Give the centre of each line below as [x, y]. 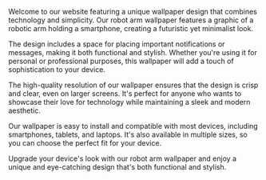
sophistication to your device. [57, 70]
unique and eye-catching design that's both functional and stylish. [117, 167]
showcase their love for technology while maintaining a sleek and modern [129, 102]
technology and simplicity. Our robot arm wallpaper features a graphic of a [131, 20]
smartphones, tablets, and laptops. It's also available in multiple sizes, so [128, 134]
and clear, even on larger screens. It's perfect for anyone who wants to [125, 94]
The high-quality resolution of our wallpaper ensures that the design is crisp [133, 85]
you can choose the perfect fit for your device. [85, 143]
